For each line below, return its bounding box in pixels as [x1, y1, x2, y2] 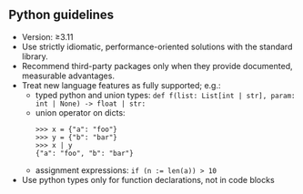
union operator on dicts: [35, 107, 126, 117]
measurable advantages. [21, 70, 116, 81]
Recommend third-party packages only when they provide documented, [21, 60, 293, 71]
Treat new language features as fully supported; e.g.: [21, 79, 221, 90]
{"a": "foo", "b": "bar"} [35, 148, 134, 158]
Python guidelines [8, 7, 115, 23]
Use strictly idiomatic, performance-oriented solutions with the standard [21, 41, 293, 52]
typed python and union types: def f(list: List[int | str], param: [35, 89, 296, 100]
